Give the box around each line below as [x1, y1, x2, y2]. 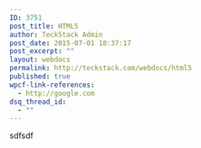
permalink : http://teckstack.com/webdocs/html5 [9, 64, 193, 73]
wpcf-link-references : [9, 80, 95, 89]
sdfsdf [9, 130, 33, 141]
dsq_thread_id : [9, 97, 67, 106]
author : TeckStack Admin [9, 30, 103, 39]
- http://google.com [17, 88, 95, 97]
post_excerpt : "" [9, 47, 75, 56]
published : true [9, 72, 71, 81]
